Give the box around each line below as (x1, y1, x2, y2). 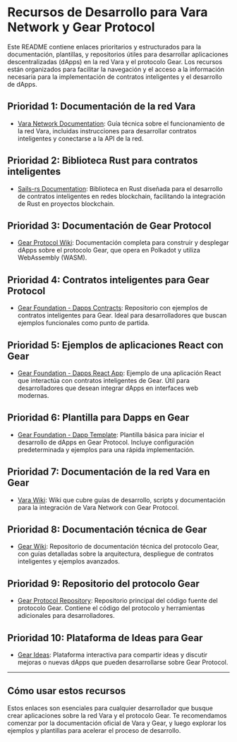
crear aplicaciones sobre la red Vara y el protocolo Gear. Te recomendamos (7, 711, 227, 719)
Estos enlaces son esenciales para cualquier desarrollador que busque (7, 703, 213, 712)
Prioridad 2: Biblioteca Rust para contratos (7, 154, 198, 166)
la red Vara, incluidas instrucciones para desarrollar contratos (17, 126, 197, 135)
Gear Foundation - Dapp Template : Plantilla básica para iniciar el (17, 430, 205, 439)
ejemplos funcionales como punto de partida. (17, 319, 150, 327)
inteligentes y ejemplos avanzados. (17, 557, 120, 566)
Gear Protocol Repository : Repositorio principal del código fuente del (17, 597, 218, 605)
